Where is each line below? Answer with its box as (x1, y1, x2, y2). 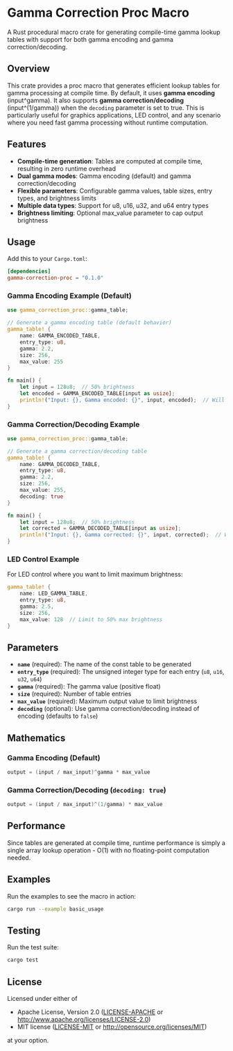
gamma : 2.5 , (19, 603, 54, 610)
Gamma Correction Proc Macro (7, 5, 189, 21)
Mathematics (7, 732, 66, 744)
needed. (7, 853, 31, 862)
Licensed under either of (7, 995, 78, 1003)
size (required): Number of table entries (17, 690, 132, 698)
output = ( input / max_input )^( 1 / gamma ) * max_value (7, 801, 163, 808)
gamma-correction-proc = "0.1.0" (7, 275, 104, 282)
